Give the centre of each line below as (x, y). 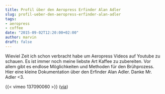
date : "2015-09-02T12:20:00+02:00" (42, 33)
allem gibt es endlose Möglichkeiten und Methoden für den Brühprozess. (80, 66)
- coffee (14, 28)
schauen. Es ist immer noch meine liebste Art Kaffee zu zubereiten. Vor (78, 61)
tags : (11, 19)
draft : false (19, 42)
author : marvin (21, 38)
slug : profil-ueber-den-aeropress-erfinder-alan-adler (63, 14)
